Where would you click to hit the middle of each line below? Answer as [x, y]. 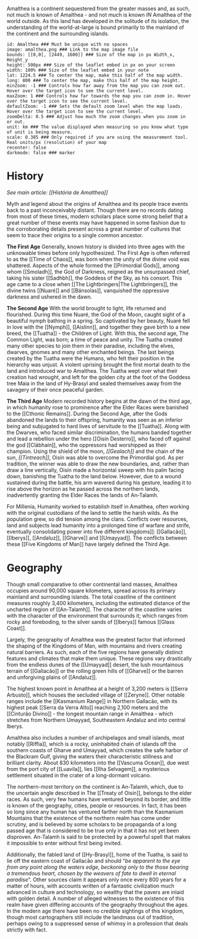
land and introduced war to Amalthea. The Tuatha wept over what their [92, 370]
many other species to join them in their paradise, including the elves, [91, 346]
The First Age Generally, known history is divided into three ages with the [96, 247]
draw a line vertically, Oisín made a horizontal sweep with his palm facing [95, 470]
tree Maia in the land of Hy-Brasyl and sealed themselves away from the [94, 383]
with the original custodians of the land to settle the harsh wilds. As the [93, 513]
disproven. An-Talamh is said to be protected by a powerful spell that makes [99, 836]
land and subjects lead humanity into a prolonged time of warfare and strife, [98, 525]
